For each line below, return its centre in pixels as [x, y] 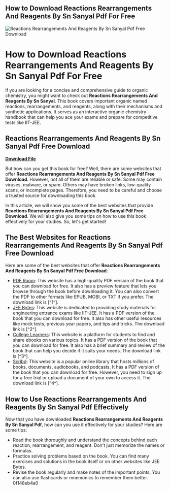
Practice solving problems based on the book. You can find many [81, 456]
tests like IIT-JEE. [23, 122]
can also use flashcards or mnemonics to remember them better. [80, 478]
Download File [21, 158]
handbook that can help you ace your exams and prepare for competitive [81, 117]
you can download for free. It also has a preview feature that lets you [84, 286]
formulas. [23, 451]
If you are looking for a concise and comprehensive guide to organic [77, 90]
